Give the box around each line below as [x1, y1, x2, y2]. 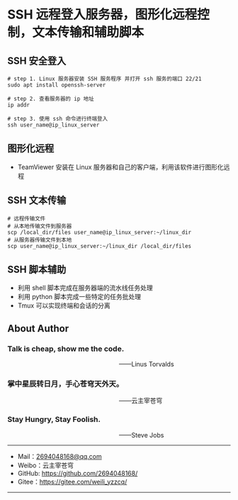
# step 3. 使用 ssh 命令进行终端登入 [7, 115, 108, 122]
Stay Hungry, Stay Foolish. [7, 415, 101, 425]
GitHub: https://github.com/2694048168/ [17, 469, 138, 477]
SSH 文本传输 [7, 195, 67, 207]
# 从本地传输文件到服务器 [7, 222, 72, 229]
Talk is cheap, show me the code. [7, 344, 125, 354]
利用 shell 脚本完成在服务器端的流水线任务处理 [17, 283, 154, 292]
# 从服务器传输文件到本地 [7, 236, 72, 244]
